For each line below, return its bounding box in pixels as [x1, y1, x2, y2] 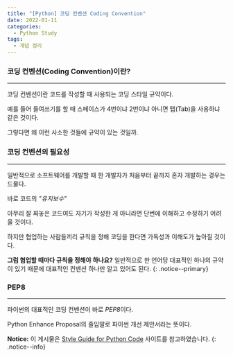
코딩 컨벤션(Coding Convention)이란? [7, 67, 131, 76]
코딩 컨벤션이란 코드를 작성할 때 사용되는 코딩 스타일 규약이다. [7, 90, 174, 98]
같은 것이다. [7, 114, 40, 122]
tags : [7, 36, 23, 43]
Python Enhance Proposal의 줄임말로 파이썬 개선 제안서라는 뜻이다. [7, 320, 192, 328]
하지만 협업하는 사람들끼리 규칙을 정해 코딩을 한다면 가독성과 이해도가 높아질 [7, 232, 213, 241]
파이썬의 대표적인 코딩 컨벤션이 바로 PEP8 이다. [7, 305, 134, 313]
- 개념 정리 [13, 42, 42, 49]
